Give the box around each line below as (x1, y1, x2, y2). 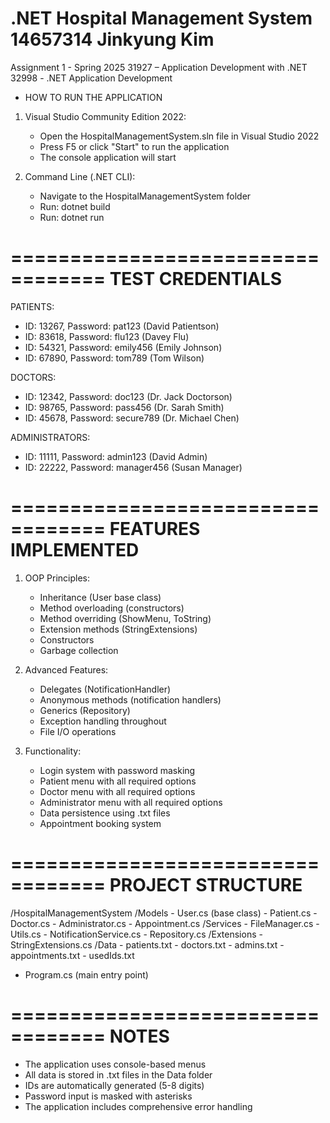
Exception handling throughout (39, 715, 167, 727)
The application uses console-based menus (24, 1058, 207, 1070)
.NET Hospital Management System (10, 7, 313, 30)
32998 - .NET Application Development (10, 72, 173, 84)
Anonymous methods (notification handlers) (39, 693, 222, 706)
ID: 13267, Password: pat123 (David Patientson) (24, 320, 220, 332)
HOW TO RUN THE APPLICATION (24, 91, 163, 103)
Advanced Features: (24, 663, 109, 676)
